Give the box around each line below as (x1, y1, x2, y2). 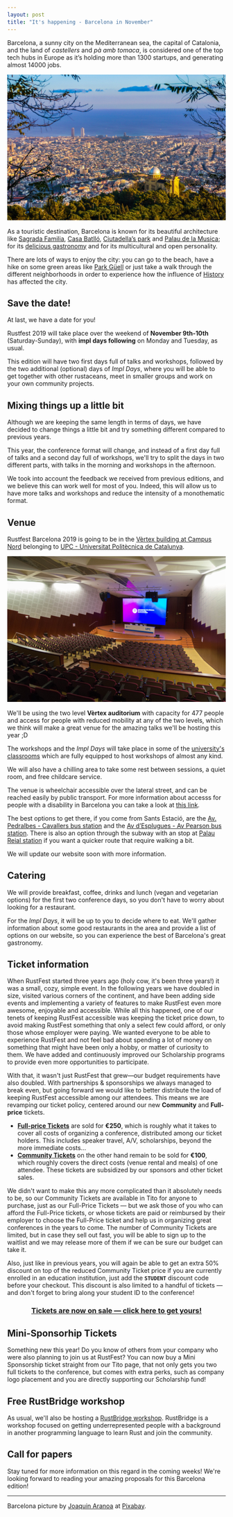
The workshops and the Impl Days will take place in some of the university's (7, 744, 225, 753)
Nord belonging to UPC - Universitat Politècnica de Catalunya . (7, 542, 185, 551)
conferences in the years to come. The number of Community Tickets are (7, 1224, 217, 1232)
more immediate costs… (17, 1144, 87, 1152)
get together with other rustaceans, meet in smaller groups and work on (7, 372, 213, 381)
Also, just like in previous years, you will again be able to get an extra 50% (7, 1259, 220, 1267)
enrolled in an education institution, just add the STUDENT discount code (7, 1274, 209, 1283)
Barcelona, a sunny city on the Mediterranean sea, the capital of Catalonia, (7, 38, 221, 46)
